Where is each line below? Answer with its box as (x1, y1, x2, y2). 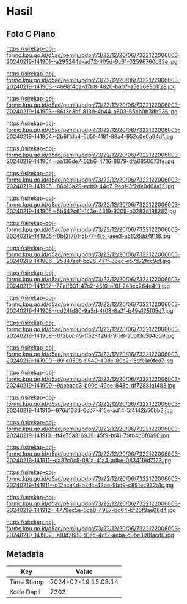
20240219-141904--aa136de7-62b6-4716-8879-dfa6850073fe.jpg (6, 158, 175, 165)
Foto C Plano (6, 29, 56, 39)
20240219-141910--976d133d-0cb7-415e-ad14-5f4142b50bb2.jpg (6, 407, 173, 414)
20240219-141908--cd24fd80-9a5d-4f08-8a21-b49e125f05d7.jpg (6, 307, 174, 314)
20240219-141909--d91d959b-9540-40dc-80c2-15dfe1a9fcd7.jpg (6, 357, 174, 364)
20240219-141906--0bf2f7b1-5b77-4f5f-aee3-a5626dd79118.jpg (6, 232, 171, 240)
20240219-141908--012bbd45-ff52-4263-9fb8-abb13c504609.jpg (6, 332, 175, 339)
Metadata (6, 549, 44, 559)
